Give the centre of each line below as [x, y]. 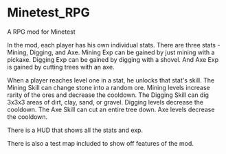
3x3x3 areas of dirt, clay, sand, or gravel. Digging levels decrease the [105, 102]
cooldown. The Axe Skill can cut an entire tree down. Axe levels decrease [111, 109]
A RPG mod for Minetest [41, 32]
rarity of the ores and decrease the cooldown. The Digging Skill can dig [108, 95]
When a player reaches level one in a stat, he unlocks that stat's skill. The [111, 80]
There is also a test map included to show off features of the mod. [101, 143]
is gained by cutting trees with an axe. [61, 67]
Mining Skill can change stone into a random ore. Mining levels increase [109, 87]
